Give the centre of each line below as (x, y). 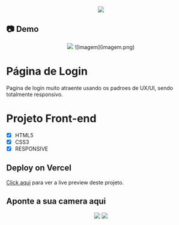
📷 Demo (23, 29)
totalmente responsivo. (35, 94)
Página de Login (47, 71)
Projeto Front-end (51, 118)
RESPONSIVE (32, 149)
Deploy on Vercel (39, 168)
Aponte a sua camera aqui (56, 201)
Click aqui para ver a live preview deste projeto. (65, 182)
